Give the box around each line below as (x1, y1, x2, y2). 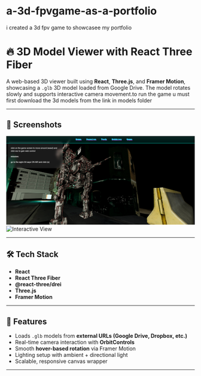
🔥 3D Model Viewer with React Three (6, 45, 193, 59)
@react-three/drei (14, 281, 62, 288)
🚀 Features (6, 316, 47, 326)
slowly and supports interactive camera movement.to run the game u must (6, 90, 190, 97)
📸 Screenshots (6, 120, 62, 130)
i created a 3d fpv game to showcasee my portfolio (6, 24, 132, 31)
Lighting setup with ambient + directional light (14, 351, 128, 359)
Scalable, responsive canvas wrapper (14, 357, 108, 365)
